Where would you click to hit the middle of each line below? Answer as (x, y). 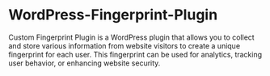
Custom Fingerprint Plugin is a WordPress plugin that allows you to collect (131, 37)
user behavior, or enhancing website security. (84, 63)
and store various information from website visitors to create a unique (124, 45)
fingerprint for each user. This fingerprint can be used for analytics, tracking (135, 54)
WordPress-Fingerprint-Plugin (113, 15)
